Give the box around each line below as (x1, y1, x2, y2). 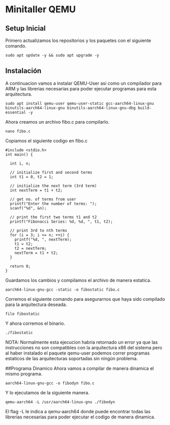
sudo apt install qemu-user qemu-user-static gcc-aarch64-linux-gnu (5, 101, 154, 106)
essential (5, 110, 27, 115)
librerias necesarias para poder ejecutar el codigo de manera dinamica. (5, 414, 156, 420)
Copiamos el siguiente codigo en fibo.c (5, 137, 88, 144)
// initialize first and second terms (10, 170, 93, 175)
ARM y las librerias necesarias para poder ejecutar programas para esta (5, 85, 157, 91)
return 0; (10, 264, 31, 269)
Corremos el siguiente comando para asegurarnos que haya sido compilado (5, 296, 165, 302)
